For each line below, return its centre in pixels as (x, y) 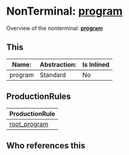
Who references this (46, 146)
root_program (29, 124)
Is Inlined (96, 64)
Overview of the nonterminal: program (55, 28)
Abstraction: (58, 64)
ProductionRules (39, 97)
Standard (53, 74)
